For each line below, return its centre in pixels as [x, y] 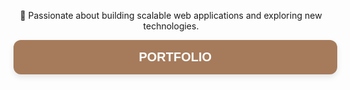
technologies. [171, 26]
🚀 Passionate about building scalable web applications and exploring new [171, 15]
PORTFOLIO [175, 57]
